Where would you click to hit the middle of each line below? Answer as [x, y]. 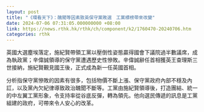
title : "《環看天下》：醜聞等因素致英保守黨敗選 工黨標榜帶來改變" [81, 18]
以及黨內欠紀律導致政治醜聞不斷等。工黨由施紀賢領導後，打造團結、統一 [107, 88]
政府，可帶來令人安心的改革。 [59, 103]
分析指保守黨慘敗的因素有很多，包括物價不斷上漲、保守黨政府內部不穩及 [97, 81]
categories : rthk [28, 35]
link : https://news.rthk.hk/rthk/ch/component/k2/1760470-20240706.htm [99, 29]
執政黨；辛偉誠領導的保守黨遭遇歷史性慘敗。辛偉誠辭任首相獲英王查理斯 [102, 60]
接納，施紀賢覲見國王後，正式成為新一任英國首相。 [75, 68]
